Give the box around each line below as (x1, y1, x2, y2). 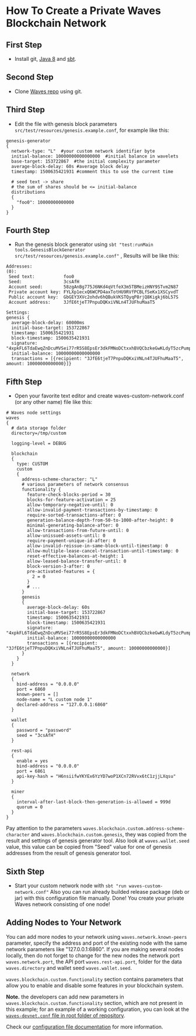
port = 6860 (16, 687, 45, 692)
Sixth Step (6, 866, 45, 876)
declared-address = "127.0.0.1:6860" (16, 702, 108, 708)
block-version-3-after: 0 (27, 564, 90, 570)
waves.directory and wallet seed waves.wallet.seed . (6, 964, 132, 971)
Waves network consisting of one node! (14, 901, 110, 908)
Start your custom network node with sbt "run (14, 882, 127, 889)
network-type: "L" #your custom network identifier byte (11, 148, 156, 154)
